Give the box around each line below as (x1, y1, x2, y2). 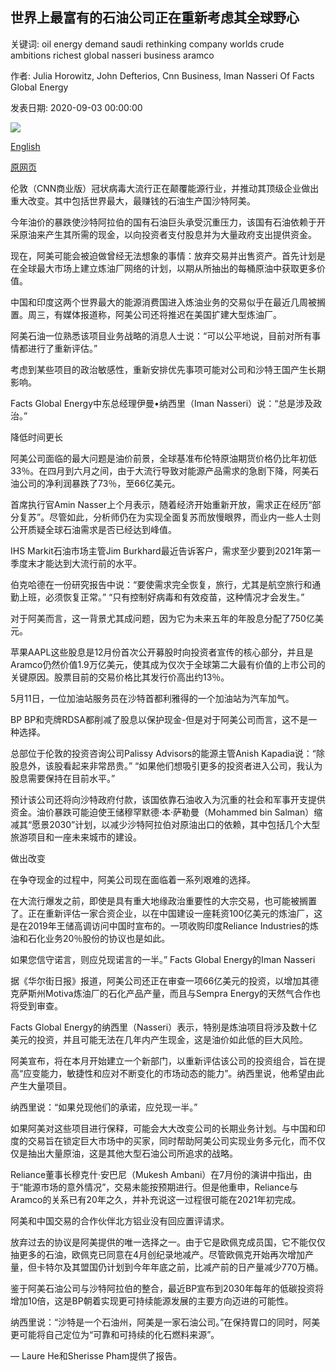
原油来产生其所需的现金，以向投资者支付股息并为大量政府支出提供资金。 (18, 228, 317, 240)
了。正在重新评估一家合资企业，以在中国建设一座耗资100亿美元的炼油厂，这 (10, 907, 323, 919)
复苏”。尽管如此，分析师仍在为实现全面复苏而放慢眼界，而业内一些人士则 (18, 511, 322, 523)
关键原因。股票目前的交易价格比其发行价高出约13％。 (10, 671, 230, 683)
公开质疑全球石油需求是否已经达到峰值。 (10, 523, 177, 535)
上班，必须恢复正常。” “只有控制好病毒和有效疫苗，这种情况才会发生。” (18, 591, 305, 603)
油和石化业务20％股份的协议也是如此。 (10, 932, 171, 944)
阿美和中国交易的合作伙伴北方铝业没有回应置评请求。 (10, 1214, 230, 1227)
